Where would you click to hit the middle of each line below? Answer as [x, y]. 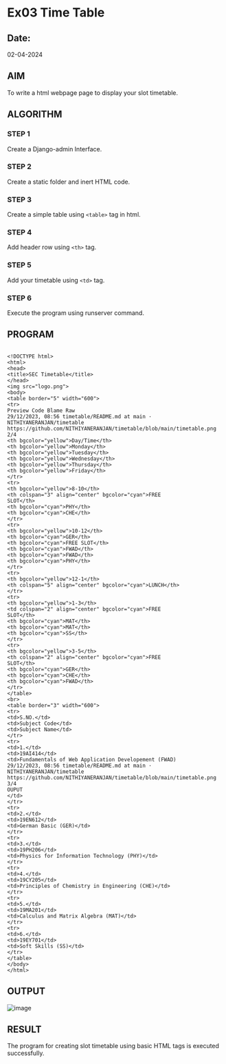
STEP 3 [20, 199]
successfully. [26, 1053]
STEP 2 [20, 166]
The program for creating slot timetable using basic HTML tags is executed [113, 1046]
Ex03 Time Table [56, 13]
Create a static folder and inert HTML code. [69, 182]
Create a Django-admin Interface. [55, 149]
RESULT [24, 1029]
